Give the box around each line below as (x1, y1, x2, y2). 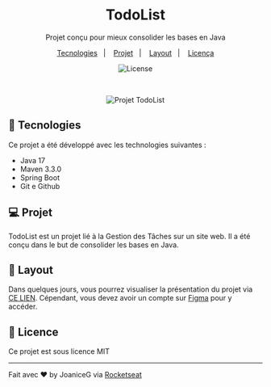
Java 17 (19, 155, 46, 165)
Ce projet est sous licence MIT (8, 347, 110, 356)
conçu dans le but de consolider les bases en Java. (8, 240, 179, 250)
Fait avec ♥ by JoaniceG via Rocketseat (8, 370, 143, 380)
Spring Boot (19, 172, 60, 183)
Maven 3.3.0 (19, 164, 62, 174)
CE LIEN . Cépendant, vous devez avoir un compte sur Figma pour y (8, 293, 232, 303)
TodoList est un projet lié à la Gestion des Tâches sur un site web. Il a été (8, 231, 251, 241)
